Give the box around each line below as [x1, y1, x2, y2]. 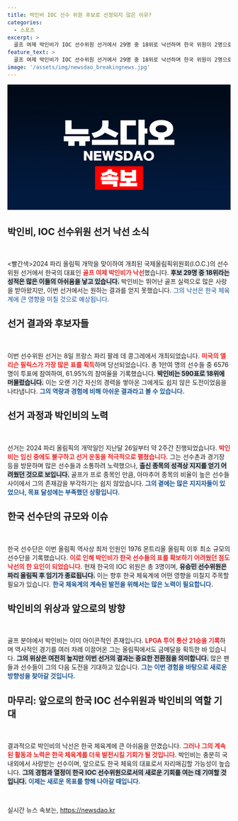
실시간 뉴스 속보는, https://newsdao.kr [7, 806, 115, 815]
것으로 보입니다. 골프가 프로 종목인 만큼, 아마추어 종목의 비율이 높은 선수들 [25, 470, 230, 478]
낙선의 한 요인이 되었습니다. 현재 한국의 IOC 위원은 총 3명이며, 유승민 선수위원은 [7, 562, 227, 570]
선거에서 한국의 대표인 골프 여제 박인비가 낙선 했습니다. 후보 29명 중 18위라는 [20, 268, 230, 277]
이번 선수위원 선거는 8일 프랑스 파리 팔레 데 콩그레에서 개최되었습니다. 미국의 [7, 351, 220, 360]
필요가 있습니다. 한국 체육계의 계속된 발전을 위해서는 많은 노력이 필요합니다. [7, 579, 214, 588]
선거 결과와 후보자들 [7, 317, 89, 329]
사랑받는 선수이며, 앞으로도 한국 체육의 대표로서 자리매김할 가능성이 [31, 759, 217, 768]
